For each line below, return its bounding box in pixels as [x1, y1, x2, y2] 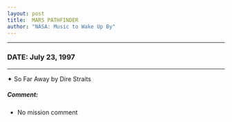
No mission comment [17, 108, 78, 116]
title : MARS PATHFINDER [7, 17, 79, 24]
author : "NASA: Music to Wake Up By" [7, 23, 116, 30]
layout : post [7, 10, 45, 17]
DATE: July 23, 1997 [7, 53, 76, 62]
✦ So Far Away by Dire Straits [7, 74, 92, 83]
